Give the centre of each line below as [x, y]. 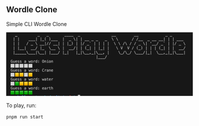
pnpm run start [25, 117]
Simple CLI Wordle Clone [36, 24]
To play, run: [21, 105]
